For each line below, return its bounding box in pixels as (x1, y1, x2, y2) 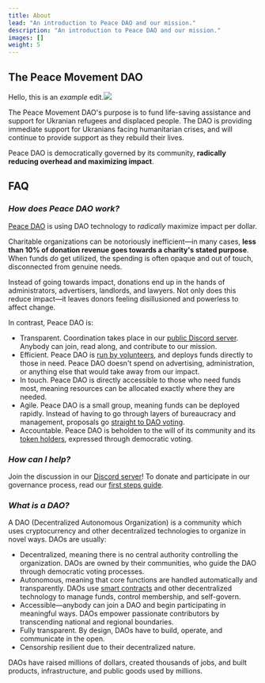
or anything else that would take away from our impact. (19, 366, 200, 376)
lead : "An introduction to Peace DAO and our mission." (8, 19, 196, 27)
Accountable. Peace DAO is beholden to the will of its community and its (19, 425, 256, 435)
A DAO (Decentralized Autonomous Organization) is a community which (8, 518, 242, 527)
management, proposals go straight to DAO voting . (19, 417, 185, 427)
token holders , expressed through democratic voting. (19, 434, 194, 443)
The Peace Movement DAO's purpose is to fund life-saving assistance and (8, 108, 252, 117)
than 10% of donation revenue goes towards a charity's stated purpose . (8, 245, 249, 254)
